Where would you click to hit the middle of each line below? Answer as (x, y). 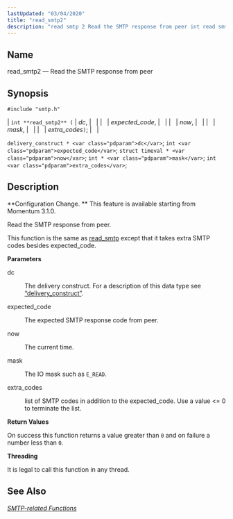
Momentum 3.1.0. (32, 211)
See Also (27, 492)
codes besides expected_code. (52, 245)
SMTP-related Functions (42, 508)
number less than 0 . (35, 443)
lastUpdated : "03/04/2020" (46, 14)
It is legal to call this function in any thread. (68, 469)
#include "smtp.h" (34, 109)
